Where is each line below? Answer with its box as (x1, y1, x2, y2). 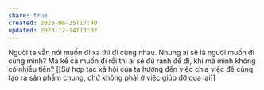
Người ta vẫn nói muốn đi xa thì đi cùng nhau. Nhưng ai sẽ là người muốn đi (8, 48, 255, 58)
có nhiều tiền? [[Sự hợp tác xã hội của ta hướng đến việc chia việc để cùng (8, 65, 254, 74)
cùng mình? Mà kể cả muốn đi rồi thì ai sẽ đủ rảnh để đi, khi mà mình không (8, 56, 256, 66)
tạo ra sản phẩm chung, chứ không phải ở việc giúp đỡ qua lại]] (8, 73, 216, 83)
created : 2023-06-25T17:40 (8, 19, 98, 27)
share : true (8, 11, 48, 20)
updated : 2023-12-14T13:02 (8, 26, 98, 34)
